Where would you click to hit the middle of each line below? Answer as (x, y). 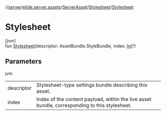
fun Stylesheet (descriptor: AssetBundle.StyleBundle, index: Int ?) (70, 46)
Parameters (23, 61)
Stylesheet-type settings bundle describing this (92, 85)
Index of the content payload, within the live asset (94, 99)
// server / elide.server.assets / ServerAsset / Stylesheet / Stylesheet (69, 7)
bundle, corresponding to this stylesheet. (84, 105)
